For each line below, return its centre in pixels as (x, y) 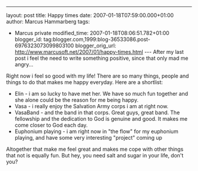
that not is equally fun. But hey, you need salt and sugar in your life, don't (95, 155)
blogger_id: (28, 39)
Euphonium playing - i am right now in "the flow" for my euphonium (96, 131)
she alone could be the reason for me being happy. (76, 100)
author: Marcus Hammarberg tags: (48, 22)
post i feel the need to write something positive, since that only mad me (101, 58)
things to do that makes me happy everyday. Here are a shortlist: (85, 82)
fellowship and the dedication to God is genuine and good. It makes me (101, 119)
